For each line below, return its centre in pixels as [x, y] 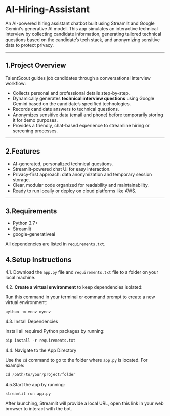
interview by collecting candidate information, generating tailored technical [83, 34]
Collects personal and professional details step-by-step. [71, 93]
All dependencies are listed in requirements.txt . [55, 244]
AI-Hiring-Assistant [48, 9]
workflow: [16, 83]
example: [15, 365]
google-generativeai [34, 234]
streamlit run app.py [28, 394]
